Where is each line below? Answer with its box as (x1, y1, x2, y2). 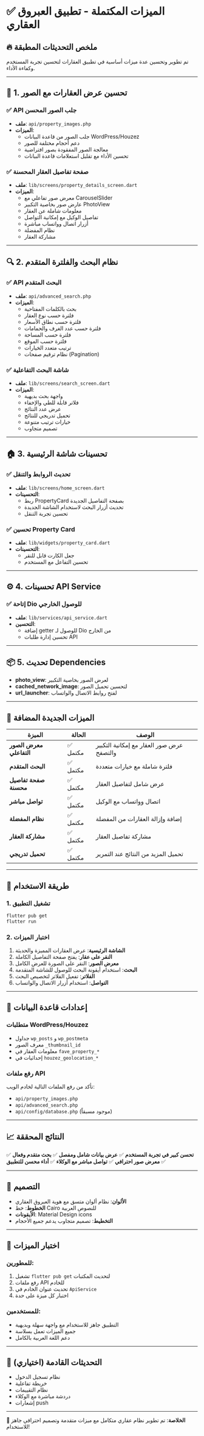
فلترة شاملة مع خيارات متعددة (95, 762, 173, 771)
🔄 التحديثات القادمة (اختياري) (6, 1357, 102, 1367)
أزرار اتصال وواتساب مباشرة (24, 220, 89, 227)
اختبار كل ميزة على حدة (15, 1292, 69, 1299)
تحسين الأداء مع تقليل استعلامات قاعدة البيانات (24, 152, 129, 159)
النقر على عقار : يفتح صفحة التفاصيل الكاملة (15, 953, 112, 960)
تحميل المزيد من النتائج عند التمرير (95, 850, 184, 858)
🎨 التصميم (6, 1182, 40, 1192)
